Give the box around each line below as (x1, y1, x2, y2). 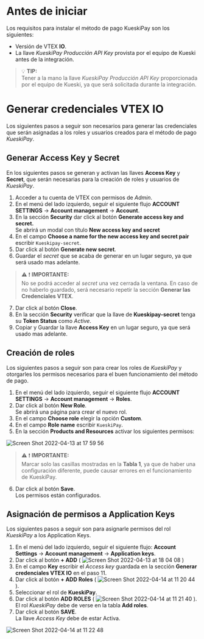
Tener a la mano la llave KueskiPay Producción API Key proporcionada (21, 74, 198, 82)
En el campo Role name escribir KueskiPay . (15, 421, 124, 428)
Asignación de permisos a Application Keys (6, 509, 175, 519)
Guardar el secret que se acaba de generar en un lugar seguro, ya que (15, 252, 192, 259)
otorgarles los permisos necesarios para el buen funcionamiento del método (6, 370, 198, 378)
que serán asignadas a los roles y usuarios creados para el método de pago (6, 129, 197, 136)
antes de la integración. (15, 55, 74, 63)
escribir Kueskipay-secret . (15, 239, 81, 246)
